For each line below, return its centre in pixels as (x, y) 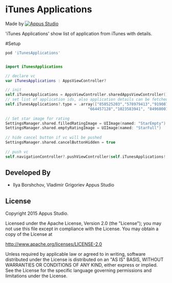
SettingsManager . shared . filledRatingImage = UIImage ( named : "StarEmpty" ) (86, 123)
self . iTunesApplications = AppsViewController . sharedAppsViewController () (87, 95)
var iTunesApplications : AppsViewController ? (56, 80)
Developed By (28, 173)
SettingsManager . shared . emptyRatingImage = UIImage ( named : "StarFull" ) (83, 128)
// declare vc (20, 76)
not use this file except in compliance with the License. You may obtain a (82, 229)
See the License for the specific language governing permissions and (79, 271)
